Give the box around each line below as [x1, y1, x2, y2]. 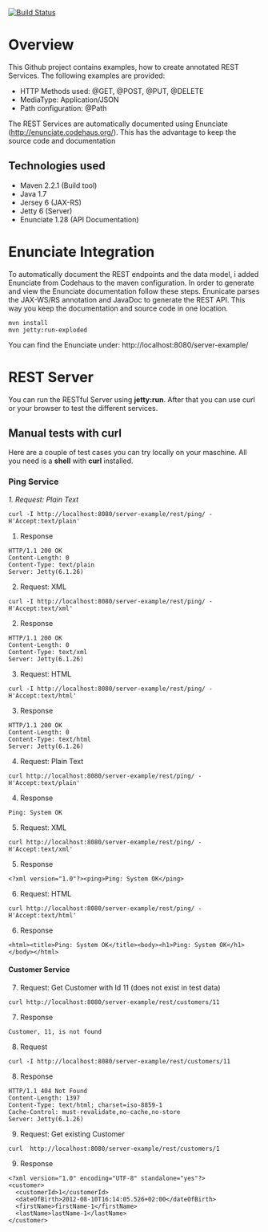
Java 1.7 [19, 189, 47, 198]
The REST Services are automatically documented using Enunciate [8, 119, 228, 128]
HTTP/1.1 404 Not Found [8, 1087, 88, 1095]
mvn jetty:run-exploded [8, 326, 88, 334]
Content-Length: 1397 [8, 1094, 81, 1102]
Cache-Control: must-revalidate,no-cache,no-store [8, 1108, 181, 1116]
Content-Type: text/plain [8, 560, 94, 569]
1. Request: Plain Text [8, 494, 79, 504]
